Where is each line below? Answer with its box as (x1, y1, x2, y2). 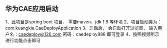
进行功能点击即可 (5, 37, 41, 43)
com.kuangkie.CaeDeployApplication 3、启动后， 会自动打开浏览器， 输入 (5, 25, 158, 31)
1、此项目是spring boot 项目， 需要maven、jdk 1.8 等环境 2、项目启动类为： (5, 19, 162, 25)
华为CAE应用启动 (5, 4, 59, 13)
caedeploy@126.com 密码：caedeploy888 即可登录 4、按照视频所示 (18, 31, 159, 37)
